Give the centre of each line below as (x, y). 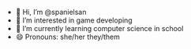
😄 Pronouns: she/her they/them (67, 37)
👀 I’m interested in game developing (74, 20)
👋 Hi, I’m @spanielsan (51, 12)
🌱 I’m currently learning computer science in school (99, 28)
